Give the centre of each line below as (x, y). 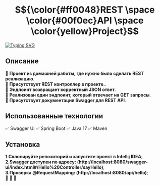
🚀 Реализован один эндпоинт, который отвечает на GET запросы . (78, 95)
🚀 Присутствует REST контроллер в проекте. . (56, 84)
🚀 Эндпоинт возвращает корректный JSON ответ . (61, 89)
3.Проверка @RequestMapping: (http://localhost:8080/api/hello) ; (77, 173)
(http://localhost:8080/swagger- (112, 162)
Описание (22, 61)
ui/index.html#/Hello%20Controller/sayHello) (54, 167)
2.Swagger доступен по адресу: (41, 162)
